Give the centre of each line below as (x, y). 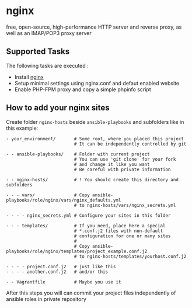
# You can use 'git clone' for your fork (125, 159)
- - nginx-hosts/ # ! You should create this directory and (92, 179)
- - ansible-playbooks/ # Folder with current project (78, 154)
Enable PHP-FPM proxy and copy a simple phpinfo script (83, 89)
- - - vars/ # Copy (48, 195)
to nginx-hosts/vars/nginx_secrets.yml (128, 205)
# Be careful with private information (122, 169)
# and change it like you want (112, 164)
